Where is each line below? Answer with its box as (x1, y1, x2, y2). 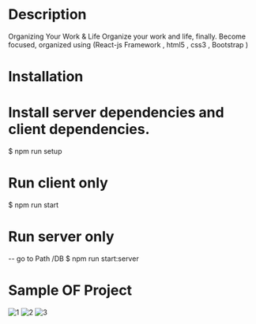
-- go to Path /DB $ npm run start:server (8, 254, 140, 263)
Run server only (8, 228, 115, 246)
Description (8, 6, 87, 24)
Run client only (8, 174, 108, 192)
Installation (8, 68, 84, 86)
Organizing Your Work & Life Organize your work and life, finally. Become (8, 32, 247, 41)
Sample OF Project (8, 281, 133, 300)
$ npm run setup (8, 147, 62, 156)
